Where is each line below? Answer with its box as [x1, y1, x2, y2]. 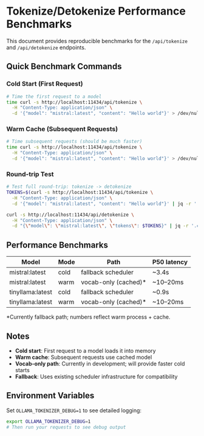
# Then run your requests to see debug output [6, 424, 126, 430]
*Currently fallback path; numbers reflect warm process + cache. [6, 313, 171, 320]
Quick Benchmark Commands [6, 61, 122, 72]
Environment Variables [6, 390, 95, 401]
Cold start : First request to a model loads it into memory [15, 347, 156, 354]
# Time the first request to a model [6, 93, 102, 100]
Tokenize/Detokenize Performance [6, 4, 186, 18]
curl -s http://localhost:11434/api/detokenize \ [6, 212, 135, 218]
